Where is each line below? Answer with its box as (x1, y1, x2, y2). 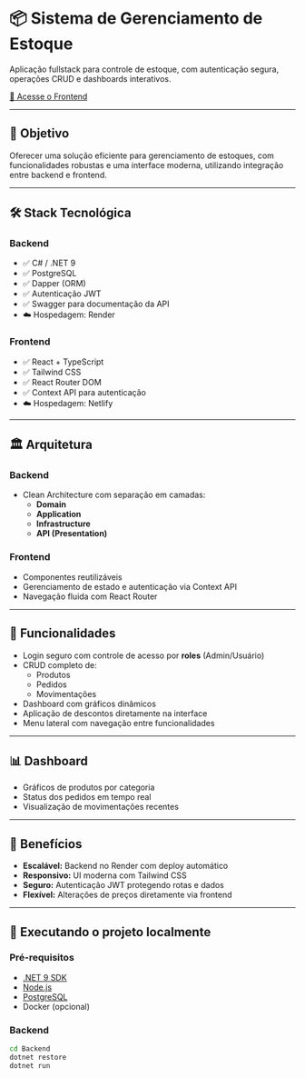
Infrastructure (35, 518, 91, 529)
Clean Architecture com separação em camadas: (22, 489, 206, 501)
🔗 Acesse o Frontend (9, 91, 88, 102)
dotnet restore (9, 1053, 67, 1063)
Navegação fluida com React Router (22, 591, 158, 602)
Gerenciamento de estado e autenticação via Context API (22, 581, 238, 592)
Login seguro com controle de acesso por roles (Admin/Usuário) (22, 650, 265, 661)
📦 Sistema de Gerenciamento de (9, 8, 263, 29)
